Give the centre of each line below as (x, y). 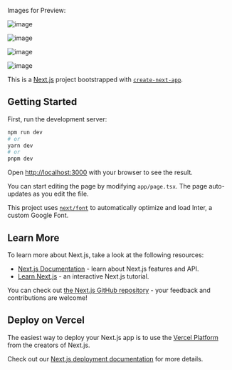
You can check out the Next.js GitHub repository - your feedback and (109, 290)
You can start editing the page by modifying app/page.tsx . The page (107, 186)
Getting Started (42, 102)
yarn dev (20, 146)
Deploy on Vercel (46, 320)
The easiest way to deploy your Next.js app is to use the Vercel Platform (113, 337)
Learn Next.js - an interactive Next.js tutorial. (83, 276)
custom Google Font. (38, 215)
